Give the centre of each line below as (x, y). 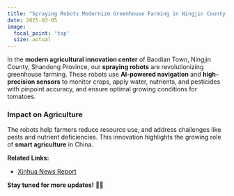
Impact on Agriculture (45, 114)
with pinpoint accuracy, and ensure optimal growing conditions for (102, 89)
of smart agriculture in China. (50, 144)
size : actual (32, 40)
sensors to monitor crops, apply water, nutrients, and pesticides (128, 82)
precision (21, 82)
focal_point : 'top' (42, 33)
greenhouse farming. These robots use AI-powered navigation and (104, 75)
